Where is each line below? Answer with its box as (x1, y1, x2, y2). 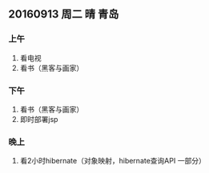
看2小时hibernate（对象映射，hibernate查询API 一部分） (19, 156, 206, 166)
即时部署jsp (19, 114, 58, 124)
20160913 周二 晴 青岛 (8, 7, 119, 22)
